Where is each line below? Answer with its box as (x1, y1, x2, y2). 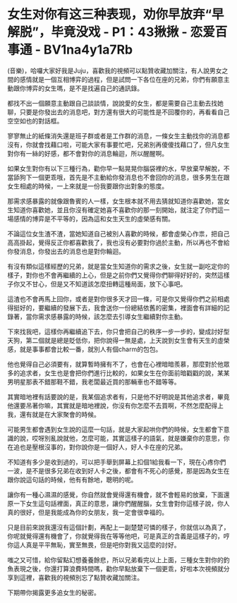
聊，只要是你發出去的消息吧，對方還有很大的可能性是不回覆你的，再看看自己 (7, 107, 230, 116)
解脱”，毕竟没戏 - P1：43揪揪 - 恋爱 (7, 24, 215, 40)
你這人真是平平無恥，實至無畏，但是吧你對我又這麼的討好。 (7, 540, 181, 549)
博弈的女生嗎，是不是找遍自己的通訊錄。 (25, 84, 143, 92)
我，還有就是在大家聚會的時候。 (7, 410, 100, 418)
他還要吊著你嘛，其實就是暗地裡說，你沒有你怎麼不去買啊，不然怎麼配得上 (7, 401, 224, 410)
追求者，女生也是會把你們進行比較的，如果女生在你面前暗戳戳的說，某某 (19, 368, 230, 377)
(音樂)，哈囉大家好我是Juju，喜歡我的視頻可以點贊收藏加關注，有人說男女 (7, 66, 222, 75)
